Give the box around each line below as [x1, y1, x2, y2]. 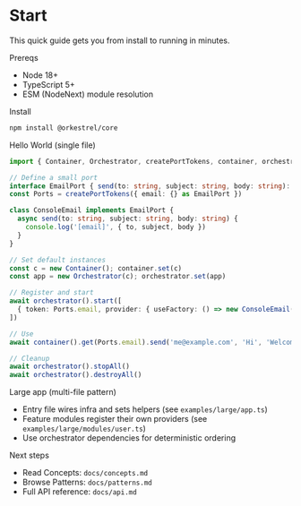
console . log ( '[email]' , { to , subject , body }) [25, 223, 206, 232]
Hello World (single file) [9, 140, 96, 150]
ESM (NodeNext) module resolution [21, 89, 154, 99]
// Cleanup [9, 354, 50, 363]
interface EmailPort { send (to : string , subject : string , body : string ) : [9, 181, 291, 191]
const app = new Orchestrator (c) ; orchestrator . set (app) [9, 272, 227, 281]
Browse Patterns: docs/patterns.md [21, 476, 152, 488]
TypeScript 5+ [21, 79, 75, 90]
